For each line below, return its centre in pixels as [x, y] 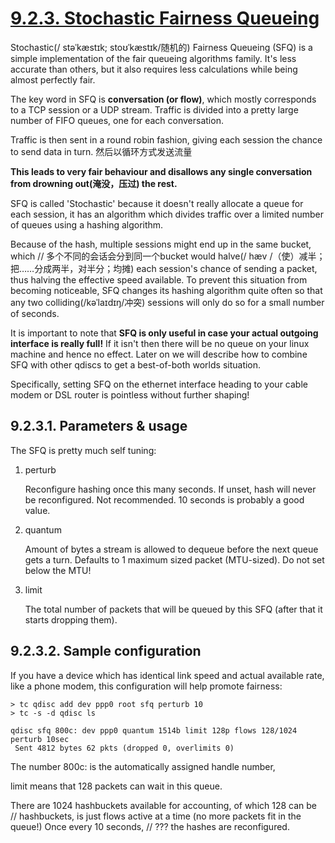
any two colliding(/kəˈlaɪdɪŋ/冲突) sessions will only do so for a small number [167, 302]
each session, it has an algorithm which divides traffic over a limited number [167, 214]
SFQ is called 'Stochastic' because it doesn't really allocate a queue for [157, 203]
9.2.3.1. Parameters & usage [99, 426]
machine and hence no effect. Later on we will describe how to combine [159, 354]
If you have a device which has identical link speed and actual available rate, [167, 675]
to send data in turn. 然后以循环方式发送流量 [101, 151]
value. [37, 510]
